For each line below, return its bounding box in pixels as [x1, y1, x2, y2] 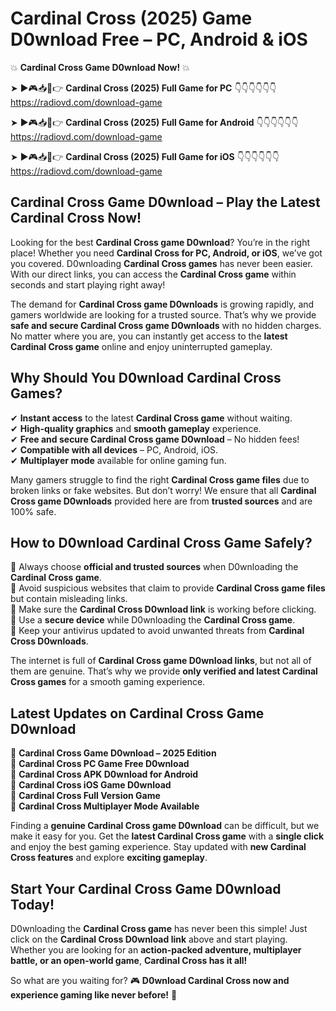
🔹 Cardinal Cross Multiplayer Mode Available [10, 800, 200, 812]
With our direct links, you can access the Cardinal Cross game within [10, 268, 297, 280]
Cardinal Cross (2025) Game [10, 7, 253, 30]
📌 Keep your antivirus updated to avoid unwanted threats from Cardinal [10, 625, 305, 637]
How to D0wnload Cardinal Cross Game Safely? [10, 534, 313, 551]
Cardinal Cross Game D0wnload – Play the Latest [10, 194, 321, 211]
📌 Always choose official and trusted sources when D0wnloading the [10, 561, 299, 573]
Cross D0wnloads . [10, 635, 89, 647]
